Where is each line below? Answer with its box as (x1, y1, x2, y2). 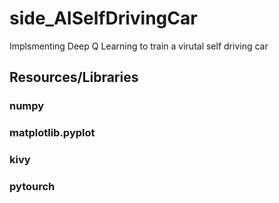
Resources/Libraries (9, 69, 139, 86)
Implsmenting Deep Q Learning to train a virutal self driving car (9, 40, 269, 52)
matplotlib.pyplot (9, 126, 96, 140)
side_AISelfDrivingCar (9, 7, 198, 30)
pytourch (9, 180, 56, 194)
